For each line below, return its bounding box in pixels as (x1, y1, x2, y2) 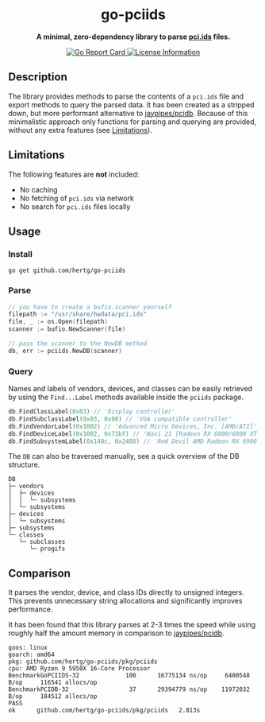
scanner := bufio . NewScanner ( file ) (8, 325, 126, 333)
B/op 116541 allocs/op (8, 678, 98, 687)
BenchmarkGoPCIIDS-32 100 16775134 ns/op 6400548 (8, 672, 250, 680)
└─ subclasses (18, 538, 66, 546)
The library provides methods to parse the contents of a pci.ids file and (8, 91, 244, 101)
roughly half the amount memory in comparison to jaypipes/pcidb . (8, 628, 225, 638)
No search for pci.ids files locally (19, 201, 131, 212)
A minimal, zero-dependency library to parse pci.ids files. (36, 32, 231, 41)
